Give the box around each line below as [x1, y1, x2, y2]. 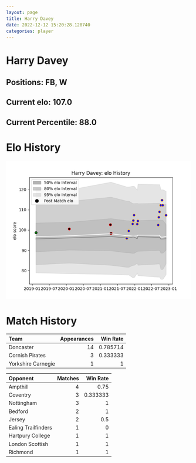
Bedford [8, 408, 28, 415]
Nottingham [8, 400, 37, 407]
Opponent [8, 374, 34, 381]
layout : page [6, 9, 38, 15]
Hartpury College [8, 432, 50, 440]
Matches [57, 374, 79, 381]
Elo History [6, 141, 61, 154]
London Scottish [8, 440, 49, 447]
